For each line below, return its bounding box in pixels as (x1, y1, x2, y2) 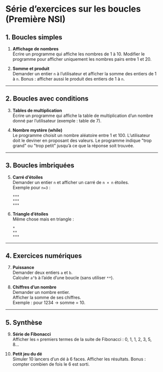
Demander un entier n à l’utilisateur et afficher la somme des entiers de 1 (12, 71, 157, 76)
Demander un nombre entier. (12, 289, 70, 295)
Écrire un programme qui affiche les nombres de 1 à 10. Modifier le (12, 51, 145, 57)
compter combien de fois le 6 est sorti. (12, 361, 90, 367)
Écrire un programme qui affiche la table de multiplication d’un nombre (12, 113, 153, 118)
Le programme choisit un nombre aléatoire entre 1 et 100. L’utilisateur (12, 132, 150, 138)
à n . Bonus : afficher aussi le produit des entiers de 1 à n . (12, 76, 125, 82)
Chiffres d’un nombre (12, 284, 57, 290)
